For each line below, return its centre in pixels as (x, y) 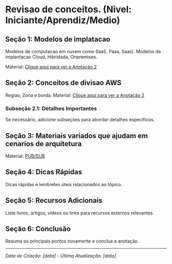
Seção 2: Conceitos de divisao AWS (63, 83)
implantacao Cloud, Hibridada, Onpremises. (51, 57)
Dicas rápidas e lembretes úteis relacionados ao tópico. (64, 184)
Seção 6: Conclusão (38, 229)
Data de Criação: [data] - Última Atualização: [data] (61, 256)
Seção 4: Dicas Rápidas (44, 172)
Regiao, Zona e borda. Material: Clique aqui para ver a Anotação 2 (75, 95)
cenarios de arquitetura (44, 144)
